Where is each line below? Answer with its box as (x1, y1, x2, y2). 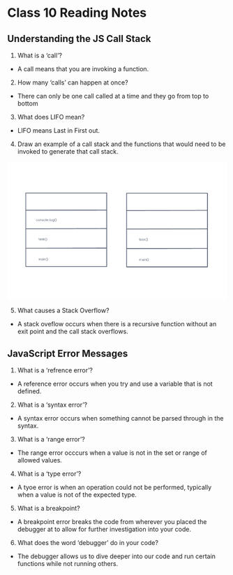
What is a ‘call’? (17, 51, 63, 59)
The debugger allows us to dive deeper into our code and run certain (17, 552, 216, 560)
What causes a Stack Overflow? (17, 306, 110, 315)
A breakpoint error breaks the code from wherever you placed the (17, 518, 207, 526)
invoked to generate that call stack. (17, 147, 119, 155)
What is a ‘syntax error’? (17, 400, 88, 409)
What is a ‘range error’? (17, 435, 85, 444)
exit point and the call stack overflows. (17, 327, 129, 336)
